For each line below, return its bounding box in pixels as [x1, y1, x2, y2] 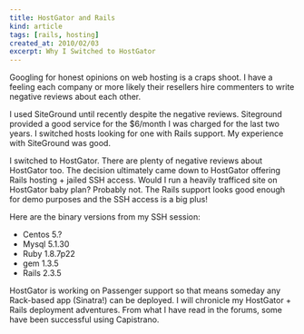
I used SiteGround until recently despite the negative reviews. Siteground [9, 109, 283, 120]
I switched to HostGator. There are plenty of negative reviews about [9, 155, 263, 166]
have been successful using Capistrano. [9, 314, 160, 325]
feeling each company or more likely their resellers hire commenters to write [9, 82, 295, 93]
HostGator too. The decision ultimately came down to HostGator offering [9, 165, 281, 176]
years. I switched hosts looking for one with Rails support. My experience [9, 128, 284, 139]
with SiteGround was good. [9, 138, 112, 149]
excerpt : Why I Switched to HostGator [9, 47, 156, 56]
